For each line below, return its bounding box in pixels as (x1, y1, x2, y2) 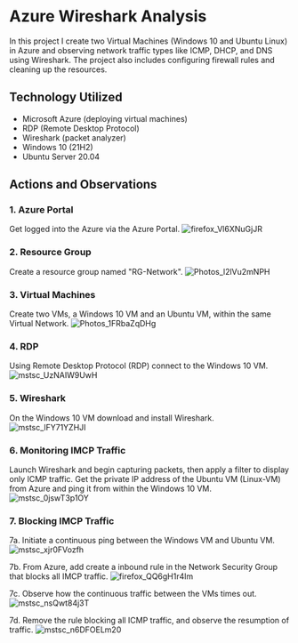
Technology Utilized (9, 90, 123, 105)
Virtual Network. (9, 318, 69, 329)
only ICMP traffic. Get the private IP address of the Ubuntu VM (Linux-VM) (9, 473, 282, 484)
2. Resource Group (9, 246, 92, 259)
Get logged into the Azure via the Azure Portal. (9, 224, 181, 235)
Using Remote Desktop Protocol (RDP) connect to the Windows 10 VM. (9, 360, 269, 371)
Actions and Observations (9, 177, 157, 192)
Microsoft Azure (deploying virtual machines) (21, 113, 189, 124)
